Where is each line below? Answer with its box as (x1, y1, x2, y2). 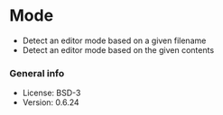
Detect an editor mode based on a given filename (22, 35, 207, 46)
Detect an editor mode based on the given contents (22, 44, 215, 55)
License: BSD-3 (22, 87, 81, 99)
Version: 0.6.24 (22, 97, 79, 108)
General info (9, 66, 65, 79)
